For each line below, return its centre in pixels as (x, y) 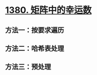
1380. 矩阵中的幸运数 (48, 10)
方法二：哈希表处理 (35, 48)
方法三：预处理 (28, 67)
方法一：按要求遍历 (35, 30)
